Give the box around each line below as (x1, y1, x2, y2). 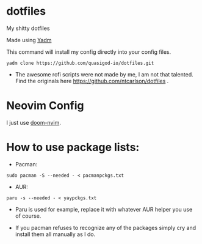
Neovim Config (6, 99, 84, 113)
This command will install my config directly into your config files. (6, 48, 171, 56)
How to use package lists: (6, 141, 140, 154)
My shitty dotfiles (6, 24, 50, 32)
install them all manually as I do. (15, 231, 96, 238)
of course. (15, 212, 41, 220)
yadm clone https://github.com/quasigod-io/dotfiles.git (6, 60, 154, 66)
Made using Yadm (6, 36, 52, 43)
